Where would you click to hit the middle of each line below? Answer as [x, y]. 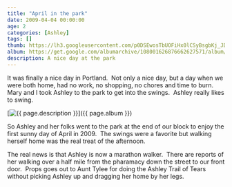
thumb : [17, 45]
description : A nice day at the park [61, 58]
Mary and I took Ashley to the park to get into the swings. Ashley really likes [116, 92]
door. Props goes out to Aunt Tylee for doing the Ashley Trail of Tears [107, 168]
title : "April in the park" [48, 13]
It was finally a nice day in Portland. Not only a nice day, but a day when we [115, 78]
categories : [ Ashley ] [38, 33]
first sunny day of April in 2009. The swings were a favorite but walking [109, 133]
